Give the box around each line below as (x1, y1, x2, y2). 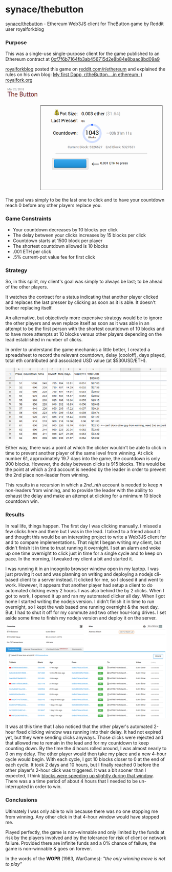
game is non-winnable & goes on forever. (5, 845, 92, 851)
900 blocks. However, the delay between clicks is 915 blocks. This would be (5, 461, 166, 467)
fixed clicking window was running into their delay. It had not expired (16, 729, 161, 735)
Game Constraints (5, 215, 52, 222)
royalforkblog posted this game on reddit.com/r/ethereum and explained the (5, 66, 165, 72)
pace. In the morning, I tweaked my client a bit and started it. (5, 555, 134, 561)
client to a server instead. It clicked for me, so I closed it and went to (19, 576, 164, 583)
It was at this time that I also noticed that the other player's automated (5, 723, 153, 730)
